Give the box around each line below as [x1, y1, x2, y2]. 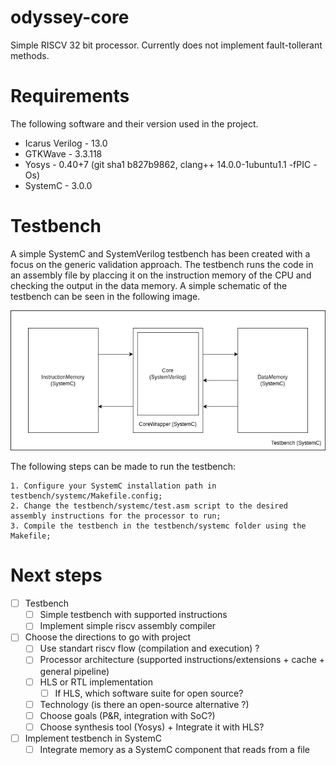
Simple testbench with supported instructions [39, 609, 228, 621]
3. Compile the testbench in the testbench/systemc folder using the [10, 521, 307, 531]
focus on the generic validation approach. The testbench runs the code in [10, 258, 314, 270]
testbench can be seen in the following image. [10, 290, 201, 302]
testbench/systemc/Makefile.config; [10, 491, 163, 501]
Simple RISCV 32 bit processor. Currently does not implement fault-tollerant [10, 39, 323, 51]
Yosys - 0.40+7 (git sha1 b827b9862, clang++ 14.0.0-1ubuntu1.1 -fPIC [24, 158, 312, 170]
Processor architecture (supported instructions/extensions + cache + [39, 654, 326, 666]
